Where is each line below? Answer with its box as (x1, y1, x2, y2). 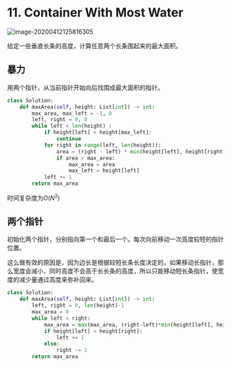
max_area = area (68, 161, 115, 168)
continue (56, 135, 81, 142)
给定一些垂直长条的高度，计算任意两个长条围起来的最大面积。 (7, 41, 182, 49)
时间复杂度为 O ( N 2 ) (7, 192, 60, 202)
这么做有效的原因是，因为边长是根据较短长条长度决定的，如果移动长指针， (7, 258, 218, 267)
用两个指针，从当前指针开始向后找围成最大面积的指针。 (7, 83, 164, 91)
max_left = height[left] (68, 167, 140, 175)
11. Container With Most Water (7, 5, 184, 21)
